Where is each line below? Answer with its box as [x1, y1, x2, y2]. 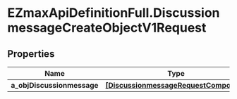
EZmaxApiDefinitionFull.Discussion [7, 5, 220, 21]
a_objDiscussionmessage [11, 81, 99, 90]
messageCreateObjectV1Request [7, 20, 207, 36]
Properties [7, 48, 55, 60]
